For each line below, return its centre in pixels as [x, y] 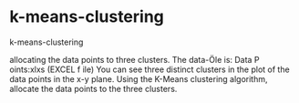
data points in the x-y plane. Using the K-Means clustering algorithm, [139, 78]
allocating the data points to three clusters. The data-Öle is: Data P [134, 59]
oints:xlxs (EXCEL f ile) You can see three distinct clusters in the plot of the [149, 69]
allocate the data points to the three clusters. [93, 88]
